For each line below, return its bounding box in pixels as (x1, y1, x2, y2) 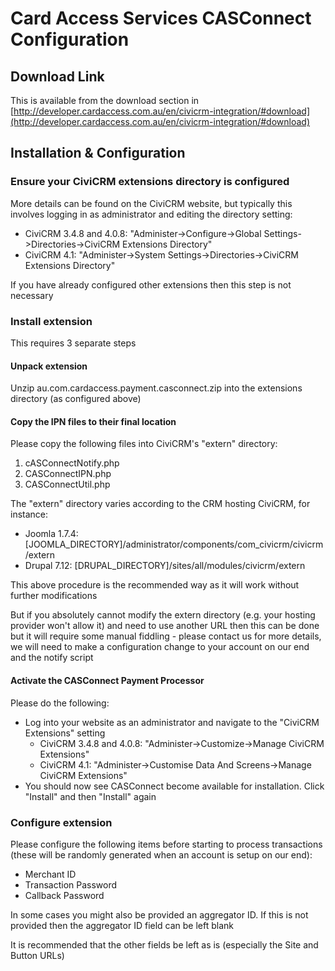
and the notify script (10, 652, 94, 664)
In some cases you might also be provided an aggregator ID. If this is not (10, 908, 309, 921)
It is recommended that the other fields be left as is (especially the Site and (10, 938, 319, 951)
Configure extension (10, 815, 113, 829)
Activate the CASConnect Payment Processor (10, 674, 205, 686)
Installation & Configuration (10, 145, 186, 162)
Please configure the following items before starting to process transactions (10, 838, 323, 850)
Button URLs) (10, 949, 65, 961)
